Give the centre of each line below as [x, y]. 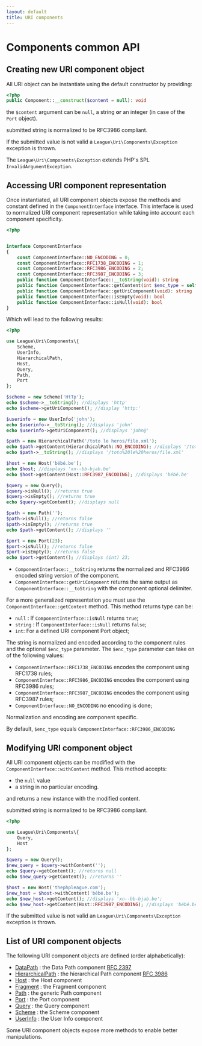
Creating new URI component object [75, 70]
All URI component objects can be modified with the [71, 762]
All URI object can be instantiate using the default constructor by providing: [99, 84]
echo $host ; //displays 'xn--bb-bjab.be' [59, 469]
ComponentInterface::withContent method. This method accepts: [87, 769]
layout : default [26, 12]
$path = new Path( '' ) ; [35, 513]
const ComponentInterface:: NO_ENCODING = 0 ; [74, 257]
